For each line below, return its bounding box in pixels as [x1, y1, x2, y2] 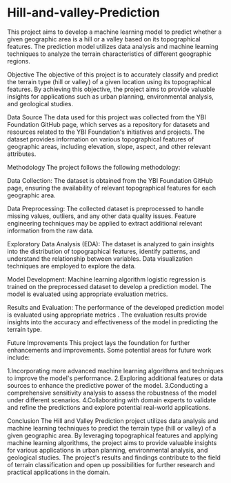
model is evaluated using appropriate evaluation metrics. [7, 290, 168, 298]
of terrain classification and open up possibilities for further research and [7, 460, 215, 469]
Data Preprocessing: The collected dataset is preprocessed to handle [7, 204, 205, 213]
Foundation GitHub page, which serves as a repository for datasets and [7, 120, 210, 128]
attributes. [7, 150, 37, 158]
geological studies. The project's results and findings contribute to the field [7, 453, 221, 462]
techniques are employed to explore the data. [7, 262, 137, 270]
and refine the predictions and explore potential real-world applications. [7, 403, 211, 411]
